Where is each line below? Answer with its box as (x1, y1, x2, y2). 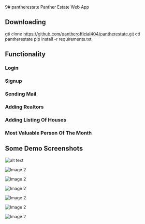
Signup (5, 77, 23, 84)
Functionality (5, 50, 46, 59)
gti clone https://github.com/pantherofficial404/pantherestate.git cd (5, 31, 141, 37)
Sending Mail (5, 90, 37, 97)
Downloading (5, 18, 46, 26)
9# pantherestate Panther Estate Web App (5, 4, 89, 10)
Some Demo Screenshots (5, 145, 83, 153)
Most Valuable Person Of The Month (5, 129, 92, 136)
